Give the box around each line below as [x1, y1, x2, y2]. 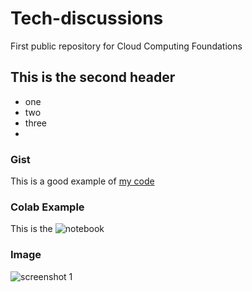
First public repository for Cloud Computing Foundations [10, 40, 243, 52]
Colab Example [10, 200, 85, 214]
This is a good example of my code [10, 175, 155, 187]
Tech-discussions [10, 7, 164, 30]
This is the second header [10, 69, 176, 86]
